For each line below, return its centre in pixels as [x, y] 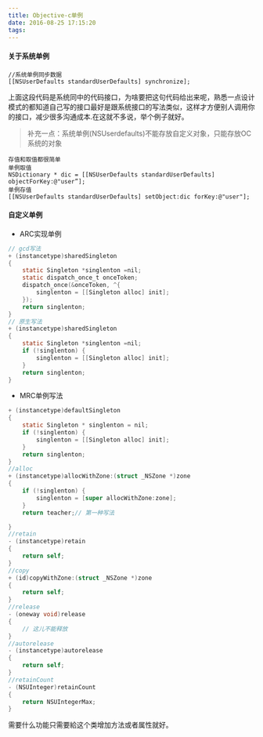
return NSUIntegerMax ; [59, 702]
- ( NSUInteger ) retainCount [52, 687]
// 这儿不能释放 [45, 629]
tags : [17, 30]
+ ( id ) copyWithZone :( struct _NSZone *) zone [80, 578]
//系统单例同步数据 [35, 74]
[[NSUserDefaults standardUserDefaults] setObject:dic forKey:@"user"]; [129, 197]
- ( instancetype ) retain [47, 542]
